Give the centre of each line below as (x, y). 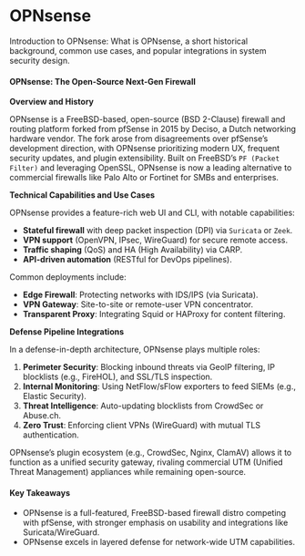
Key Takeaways (40, 492)
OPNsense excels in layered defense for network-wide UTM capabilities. (159, 542)
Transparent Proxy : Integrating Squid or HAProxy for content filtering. (154, 314)
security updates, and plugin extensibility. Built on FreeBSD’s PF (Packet (145, 158)
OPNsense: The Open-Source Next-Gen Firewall (102, 81)
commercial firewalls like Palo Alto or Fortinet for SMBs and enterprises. (144, 178)
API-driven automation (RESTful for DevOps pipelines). (127, 260)
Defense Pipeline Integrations (67, 332)
